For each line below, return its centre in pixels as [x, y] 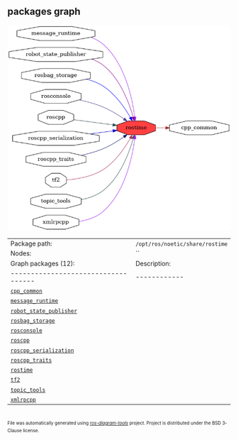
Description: [153, 263]
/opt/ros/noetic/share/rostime [182, 244]
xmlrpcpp [23, 400]
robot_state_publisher [44, 311]
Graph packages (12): [43, 263]
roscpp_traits [31, 360]
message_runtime [34, 301]
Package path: [32, 243]
